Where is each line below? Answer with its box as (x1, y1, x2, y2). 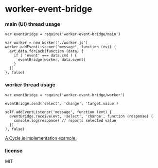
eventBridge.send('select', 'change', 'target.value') (5, 101, 119, 106)
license (5, 147, 23, 154)
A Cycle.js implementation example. (5, 135, 77, 141)
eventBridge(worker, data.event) (18, 57, 86, 62)
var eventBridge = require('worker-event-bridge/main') (5, 32, 121, 37)
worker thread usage (5, 81, 56, 88)
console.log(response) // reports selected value (14, 118, 117, 123)
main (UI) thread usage (5, 21, 60, 28)
